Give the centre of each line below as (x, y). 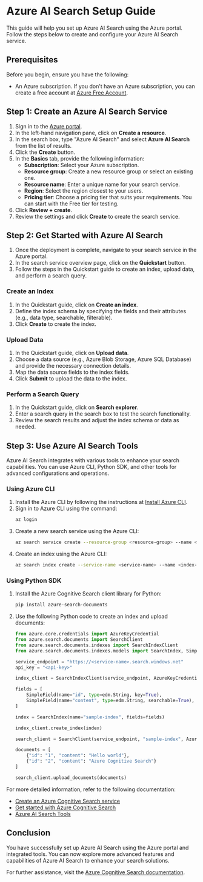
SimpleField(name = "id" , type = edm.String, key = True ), (94, 695)
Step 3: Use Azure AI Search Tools (72, 446)
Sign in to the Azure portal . (48, 126)
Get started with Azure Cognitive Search (65, 807)
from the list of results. (43, 145)
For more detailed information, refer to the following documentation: (91, 789)
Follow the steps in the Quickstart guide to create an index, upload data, (105, 269)
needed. (25, 427)
